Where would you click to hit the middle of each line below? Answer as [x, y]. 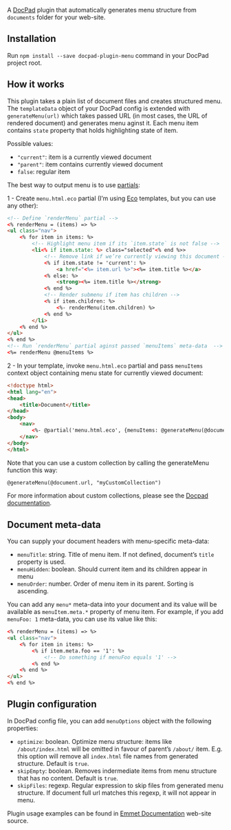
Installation [32, 39]
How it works [36, 84]
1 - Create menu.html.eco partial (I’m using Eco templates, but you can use [112, 198]
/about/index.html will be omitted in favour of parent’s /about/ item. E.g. [120, 749]
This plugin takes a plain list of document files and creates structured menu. [115, 101]
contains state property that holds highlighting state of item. [93, 130]
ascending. [33, 591]
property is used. [41, 562]
